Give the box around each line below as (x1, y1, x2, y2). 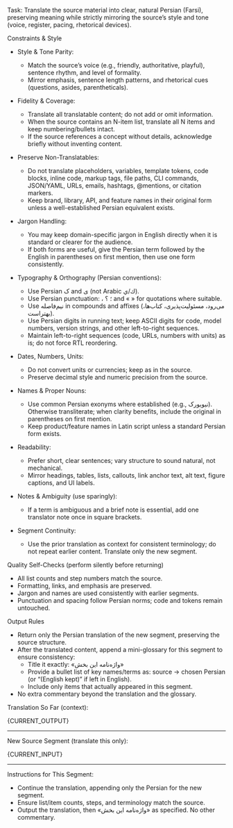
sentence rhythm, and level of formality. (27, 69, 142, 76)
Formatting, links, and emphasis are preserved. (17, 582, 153, 590)
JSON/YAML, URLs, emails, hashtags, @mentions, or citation (27, 181, 202, 190)
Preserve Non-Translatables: (17, 153, 99, 161)
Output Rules (7, 617, 45, 625)
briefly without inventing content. (27, 140, 123, 148)
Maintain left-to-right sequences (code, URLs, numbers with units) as (27, 332, 226, 339)
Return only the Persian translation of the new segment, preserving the (17, 631, 220, 639)
